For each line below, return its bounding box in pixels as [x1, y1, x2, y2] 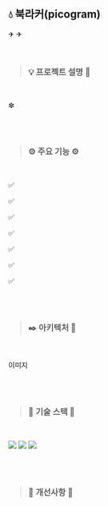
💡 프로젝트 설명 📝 [27, 66, 90, 78]
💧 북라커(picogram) [8, 7, 102, 22]
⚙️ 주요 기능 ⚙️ [27, 147, 79, 158]
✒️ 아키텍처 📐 [27, 323, 77, 334]
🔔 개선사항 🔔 [27, 487, 74, 498]
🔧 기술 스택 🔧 [27, 406, 76, 417]
